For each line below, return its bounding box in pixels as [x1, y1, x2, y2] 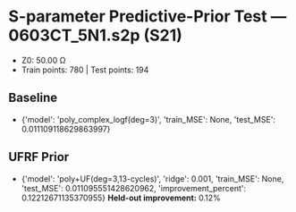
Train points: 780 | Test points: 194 [21, 64, 149, 75]
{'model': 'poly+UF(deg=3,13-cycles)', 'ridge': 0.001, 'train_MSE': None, [21, 173, 284, 184]
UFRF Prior [8, 149, 70, 165]
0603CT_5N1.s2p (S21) [8, 25, 182, 46]
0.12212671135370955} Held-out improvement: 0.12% [21, 192, 221, 203]
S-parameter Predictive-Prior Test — [8, 6, 287, 27]
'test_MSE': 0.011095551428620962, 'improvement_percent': [21, 182, 247, 193]
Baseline [8, 90, 58, 106]
